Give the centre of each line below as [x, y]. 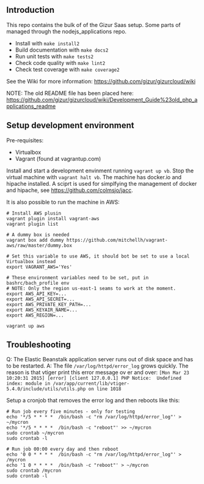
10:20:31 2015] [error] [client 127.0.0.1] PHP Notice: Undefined [94, 378]
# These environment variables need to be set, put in [78, 278]
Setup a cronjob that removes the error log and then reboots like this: [93, 401]
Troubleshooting [39, 345]
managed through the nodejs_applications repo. [67, 31]
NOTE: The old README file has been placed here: [70, 93]
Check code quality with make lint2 [60, 63]
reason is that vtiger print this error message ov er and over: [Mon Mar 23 [98, 372]
